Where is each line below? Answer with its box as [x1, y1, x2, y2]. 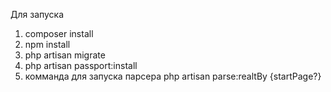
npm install [24, 39, 71, 50]
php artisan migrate [24, 49, 106, 61]
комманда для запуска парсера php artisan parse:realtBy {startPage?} [24, 70, 322, 82]
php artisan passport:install [24, 60, 138, 71]
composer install [24, 28, 94, 39]
